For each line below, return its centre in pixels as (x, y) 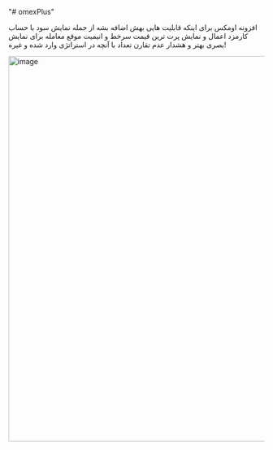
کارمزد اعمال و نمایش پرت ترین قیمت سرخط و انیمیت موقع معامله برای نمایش (128, 36)
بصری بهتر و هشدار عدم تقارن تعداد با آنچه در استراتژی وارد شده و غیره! (117, 45)
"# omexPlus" (31, 12)
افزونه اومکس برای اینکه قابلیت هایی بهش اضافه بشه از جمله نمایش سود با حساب (133, 27)
